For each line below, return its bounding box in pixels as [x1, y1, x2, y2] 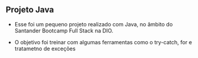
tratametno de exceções [14, 45, 76, 52]
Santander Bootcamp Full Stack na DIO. [14, 27, 114, 34]
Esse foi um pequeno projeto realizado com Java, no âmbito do [14, 20, 173, 28]
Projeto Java [5, 5, 54, 15]
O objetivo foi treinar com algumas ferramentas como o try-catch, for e [14, 38, 193, 45]
